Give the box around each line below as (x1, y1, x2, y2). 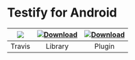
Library (45, 41, 69, 51)
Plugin (94, 41, 115, 51)
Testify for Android (7, 5, 118, 21)
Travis (10, 41, 31, 51)
